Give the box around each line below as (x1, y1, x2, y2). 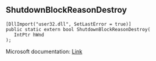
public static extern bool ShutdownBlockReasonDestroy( (5, 26, 151, 32)
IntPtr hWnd (13, 32, 44, 38)
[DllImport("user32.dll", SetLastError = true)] (5, 21, 132, 27)
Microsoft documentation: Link (5, 48, 83, 55)
